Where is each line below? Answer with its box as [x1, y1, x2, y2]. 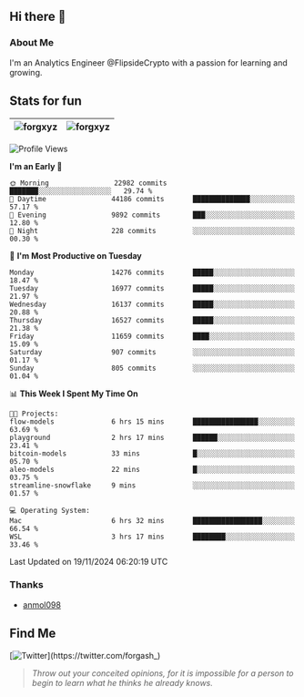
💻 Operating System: [9, 506, 91, 515]
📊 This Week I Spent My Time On [9, 388, 138, 399]
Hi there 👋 [9, 9, 66, 25]
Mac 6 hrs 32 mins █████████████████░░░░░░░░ [9, 516, 296, 525]
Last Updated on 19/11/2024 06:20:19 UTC [9, 556, 168, 567]
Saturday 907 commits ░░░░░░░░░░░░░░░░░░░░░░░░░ [9, 347, 296, 356]
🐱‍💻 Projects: [9, 409, 59, 418]
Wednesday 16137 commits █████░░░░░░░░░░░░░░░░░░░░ [9, 300, 296, 309]
